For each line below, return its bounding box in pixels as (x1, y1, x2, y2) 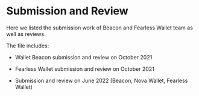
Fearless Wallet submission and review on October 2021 (14, 65, 155, 73)
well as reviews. (6, 30, 46, 37)
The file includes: (6, 42, 49, 49)
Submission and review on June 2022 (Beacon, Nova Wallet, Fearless (14, 77, 188, 84)
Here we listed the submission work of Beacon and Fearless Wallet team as (6, 24, 193, 31)
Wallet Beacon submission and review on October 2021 (14, 53, 153, 61)
